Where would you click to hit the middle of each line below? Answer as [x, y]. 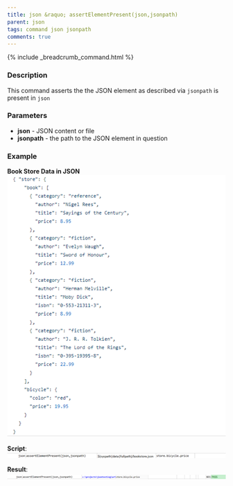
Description [27, 75]
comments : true [29, 37]
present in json [29, 98]
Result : [18, 469]
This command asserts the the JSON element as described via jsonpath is [113, 90]
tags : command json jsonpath [49, 29]
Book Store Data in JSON [44, 171]
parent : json [26, 22]
